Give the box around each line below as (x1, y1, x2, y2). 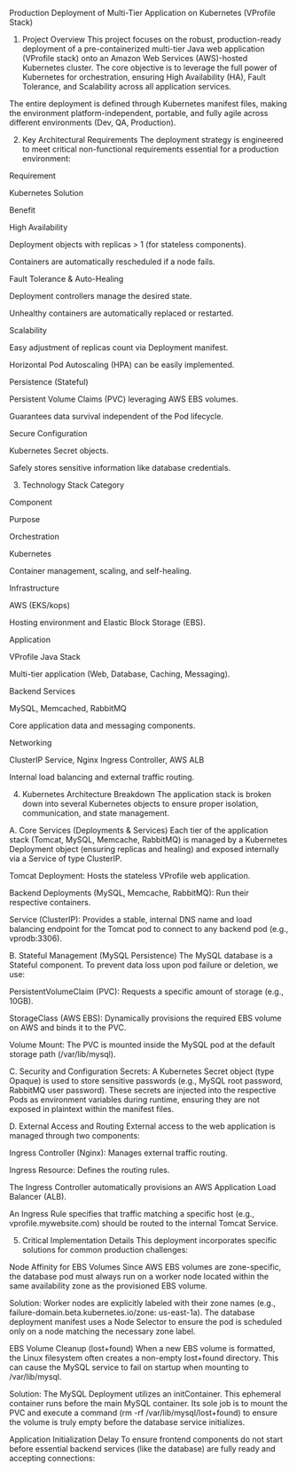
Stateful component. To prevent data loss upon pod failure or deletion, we (9, 959, 279, 970)
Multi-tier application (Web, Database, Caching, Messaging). (9, 669, 231, 679)
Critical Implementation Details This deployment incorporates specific (21, 1235, 277, 1245)
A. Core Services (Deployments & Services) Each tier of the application (9, 825, 269, 835)
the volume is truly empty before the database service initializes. (9, 1417, 246, 1427)
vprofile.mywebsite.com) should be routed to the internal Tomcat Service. (9, 1218, 278, 1228)
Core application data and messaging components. (9, 720, 196, 731)
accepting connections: (9, 1453, 96, 1463)
